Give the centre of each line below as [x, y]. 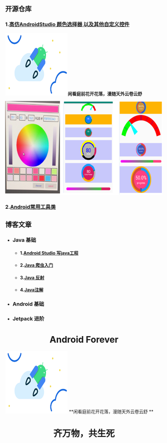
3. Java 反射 [32, 277]
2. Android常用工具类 [30, 207]
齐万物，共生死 [84, 434]
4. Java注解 [31, 290]
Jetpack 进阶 [28, 319]
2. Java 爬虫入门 [36, 265]
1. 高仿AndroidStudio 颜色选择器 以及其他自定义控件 [67, 24]
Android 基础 [28, 304]
